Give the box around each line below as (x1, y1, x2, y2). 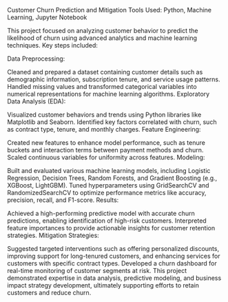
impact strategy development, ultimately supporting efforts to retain (7, 281, 200, 289)
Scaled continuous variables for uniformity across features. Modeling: (7, 153, 205, 161)
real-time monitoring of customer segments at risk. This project (7, 267, 187, 274)
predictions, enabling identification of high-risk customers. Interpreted (7, 217, 207, 225)
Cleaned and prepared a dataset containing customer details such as (7, 68, 203, 76)
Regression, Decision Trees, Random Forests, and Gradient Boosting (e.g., (7, 174, 218, 182)
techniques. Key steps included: (7, 41, 99, 49)
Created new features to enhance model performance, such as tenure (7, 139, 205, 147)
